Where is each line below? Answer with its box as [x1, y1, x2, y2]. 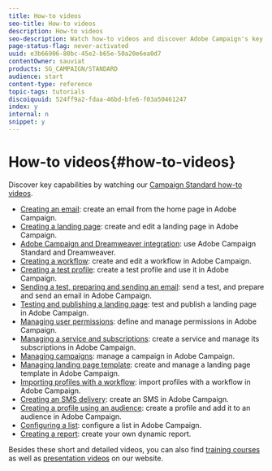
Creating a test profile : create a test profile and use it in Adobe [19, 264, 229, 274]
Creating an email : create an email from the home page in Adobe [19, 204, 237, 214]
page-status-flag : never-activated [8, 42, 129, 50]
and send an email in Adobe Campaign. [19, 290, 152, 300]
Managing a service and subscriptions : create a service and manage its [19, 334, 260, 343]
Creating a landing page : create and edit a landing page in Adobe [19, 221, 239, 231]
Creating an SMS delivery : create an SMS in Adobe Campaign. [19, 394, 229, 403]
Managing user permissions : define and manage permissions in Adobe [19, 316, 257, 326]
